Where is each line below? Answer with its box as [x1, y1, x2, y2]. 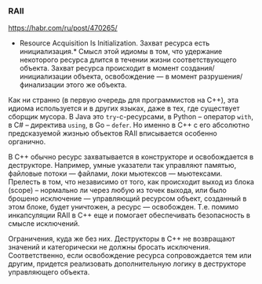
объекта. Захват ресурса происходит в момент [19, 64, 179, 73]
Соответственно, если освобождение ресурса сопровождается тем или [8, 251, 252, 260]
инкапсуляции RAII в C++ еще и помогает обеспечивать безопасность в [8, 210, 251, 220]
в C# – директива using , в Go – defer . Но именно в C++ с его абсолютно [8, 120, 250, 130]
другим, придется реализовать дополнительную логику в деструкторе [8, 259, 247, 268]
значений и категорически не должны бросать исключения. [8, 242, 211, 252]
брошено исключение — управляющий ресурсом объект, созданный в [8, 194, 247, 203]
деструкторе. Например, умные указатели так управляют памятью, [8, 161, 237, 170]
